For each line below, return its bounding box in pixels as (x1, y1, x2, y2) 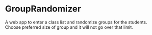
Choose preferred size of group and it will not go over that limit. (5, 24, 133, 30)
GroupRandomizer (5, 3, 81, 14)
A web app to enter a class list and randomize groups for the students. (5, 19, 147, 25)
